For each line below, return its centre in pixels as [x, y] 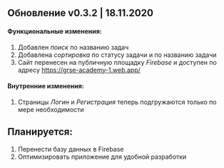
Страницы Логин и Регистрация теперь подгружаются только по [117, 102]
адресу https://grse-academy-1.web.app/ [79, 70]
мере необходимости [51, 109]
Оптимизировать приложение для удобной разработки [102, 157]
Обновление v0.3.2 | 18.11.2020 [80, 13]
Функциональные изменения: [55, 31]
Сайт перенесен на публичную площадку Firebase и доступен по [117, 62]
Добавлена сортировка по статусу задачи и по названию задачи [117, 55]
